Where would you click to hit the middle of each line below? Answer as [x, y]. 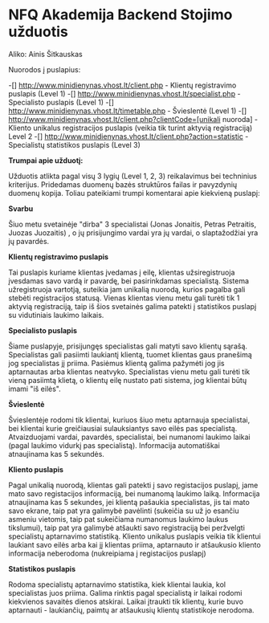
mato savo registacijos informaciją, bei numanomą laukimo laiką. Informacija [134, 493]
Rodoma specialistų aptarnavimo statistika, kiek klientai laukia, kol [117, 584]
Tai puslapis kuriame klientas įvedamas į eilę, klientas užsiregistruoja [122, 272]
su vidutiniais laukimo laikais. [56, 315]
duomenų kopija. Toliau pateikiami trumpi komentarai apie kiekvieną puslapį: [134, 193]
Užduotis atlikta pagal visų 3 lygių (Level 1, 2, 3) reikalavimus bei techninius [132, 176]
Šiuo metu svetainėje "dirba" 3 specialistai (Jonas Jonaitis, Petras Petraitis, [132, 224]
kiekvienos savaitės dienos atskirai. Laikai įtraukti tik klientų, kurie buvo [126, 601]
